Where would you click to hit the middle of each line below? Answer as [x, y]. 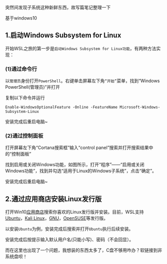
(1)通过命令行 [21, 69]
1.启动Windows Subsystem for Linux [63, 35]
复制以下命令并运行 [25, 98]
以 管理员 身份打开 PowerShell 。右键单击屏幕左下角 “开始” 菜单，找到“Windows [82, 81]
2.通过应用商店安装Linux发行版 [53, 199]
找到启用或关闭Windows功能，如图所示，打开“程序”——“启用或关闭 [75, 165]
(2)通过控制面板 [24, 136]
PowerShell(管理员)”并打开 [33, 87]
